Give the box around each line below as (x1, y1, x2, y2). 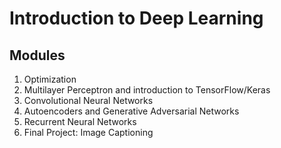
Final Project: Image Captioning (23, 127, 154, 138)
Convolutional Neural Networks (23, 95, 154, 106)
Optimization (23, 73, 77, 85)
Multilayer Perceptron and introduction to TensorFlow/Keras (23, 84, 271, 96)
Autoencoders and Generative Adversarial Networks (23, 105, 240, 117)
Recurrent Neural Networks (23, 116, 137, 127)
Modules (9, 47, 66, 64)
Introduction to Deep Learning (9, 7, 264, 30)
